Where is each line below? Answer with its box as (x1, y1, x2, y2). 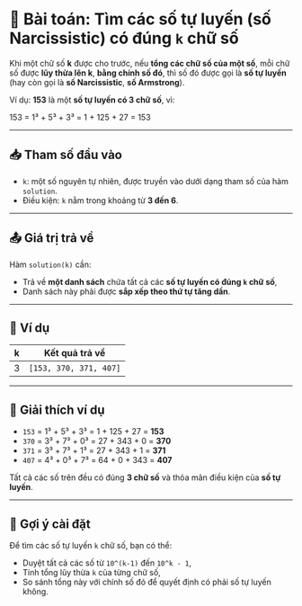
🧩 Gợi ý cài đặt (9, 516, 92, 531)
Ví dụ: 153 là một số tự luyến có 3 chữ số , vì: (9, 94, 175, 105)
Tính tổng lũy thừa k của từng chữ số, (22, 567, 162, 577)
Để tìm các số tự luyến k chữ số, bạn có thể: (9, 540, 173, 550)
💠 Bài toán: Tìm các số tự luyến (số (9, 9, 272, 30)
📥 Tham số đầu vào (9, 147, 123, 163)
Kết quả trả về (43, 347, 106, 360)
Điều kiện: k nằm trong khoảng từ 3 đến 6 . (22, 194, 179, 206)
